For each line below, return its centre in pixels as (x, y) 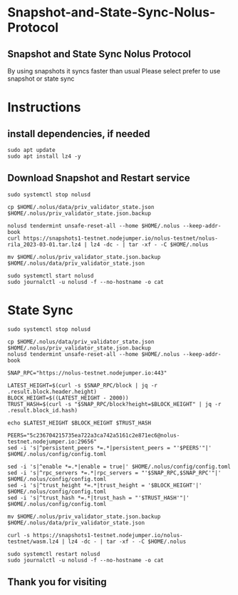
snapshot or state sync (41, 78)
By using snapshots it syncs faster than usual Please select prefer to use (114, 71)
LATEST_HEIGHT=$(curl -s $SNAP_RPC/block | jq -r (83, 385)
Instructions (44, 107)
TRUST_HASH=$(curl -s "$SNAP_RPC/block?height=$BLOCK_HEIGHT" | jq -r (114, 404)
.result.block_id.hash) (43, 410)
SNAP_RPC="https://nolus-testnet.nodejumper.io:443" (87, 373)
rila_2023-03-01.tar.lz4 (44, 244)
